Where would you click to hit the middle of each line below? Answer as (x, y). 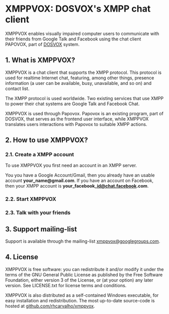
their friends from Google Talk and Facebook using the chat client (73, 39)
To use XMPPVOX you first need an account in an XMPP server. (71, 165)
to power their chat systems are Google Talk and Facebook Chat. (72, 104)
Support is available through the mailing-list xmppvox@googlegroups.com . (83, 241)
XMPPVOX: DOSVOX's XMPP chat (78, 9)
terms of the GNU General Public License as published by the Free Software (84, 275)
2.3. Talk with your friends (38, 213)
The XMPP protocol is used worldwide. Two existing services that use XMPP (84, 98)
